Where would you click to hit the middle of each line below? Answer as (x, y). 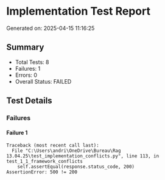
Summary (25, 47)
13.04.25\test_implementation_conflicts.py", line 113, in (83, 156)
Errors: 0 (26, 75)
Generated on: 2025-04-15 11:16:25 (51, 28)
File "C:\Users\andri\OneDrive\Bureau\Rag (66, 151)
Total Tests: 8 (32, 62)
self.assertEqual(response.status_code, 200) (76, 167)
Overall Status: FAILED (43, 81)
